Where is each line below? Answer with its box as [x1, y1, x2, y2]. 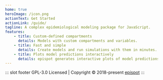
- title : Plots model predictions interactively [14, 52, 114, 57]
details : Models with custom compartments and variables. [17, 39, 138, 43]
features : [5, 29, 25, 34]
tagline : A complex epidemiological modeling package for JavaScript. [5, 25, 151, 30]
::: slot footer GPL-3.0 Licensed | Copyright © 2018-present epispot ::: [5, 69, 145, 75]
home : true [5, 7, 27, 12]
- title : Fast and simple [14, 43, 66, 48]
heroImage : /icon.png [5, 12, 49, 16]
